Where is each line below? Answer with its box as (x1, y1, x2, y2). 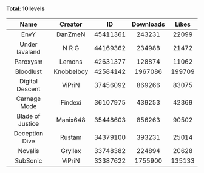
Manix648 (56, 116, 86, 124)
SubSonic (15, 157, 42, 165)
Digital (19, 77, 38, 86)
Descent (16, 85, 41, 93)
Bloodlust (15, 67, 42, 76)
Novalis (18, 147, 39, 155)
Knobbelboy (53, 67, 89, 76)
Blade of (16, 112, 41, 120)
